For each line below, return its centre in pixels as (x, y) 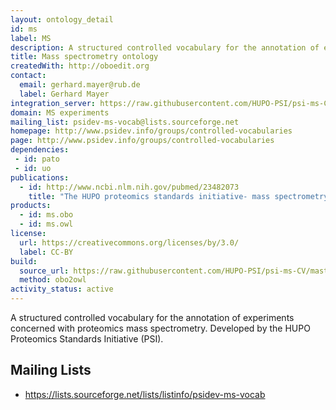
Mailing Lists (51, 370)
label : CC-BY (46, 252)
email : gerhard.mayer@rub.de (80, 85)
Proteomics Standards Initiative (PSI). (87, 339)
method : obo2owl (53, 280)
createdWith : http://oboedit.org (80, 66)
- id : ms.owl (46, 224)
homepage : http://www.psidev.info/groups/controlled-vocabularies (151, 131)
